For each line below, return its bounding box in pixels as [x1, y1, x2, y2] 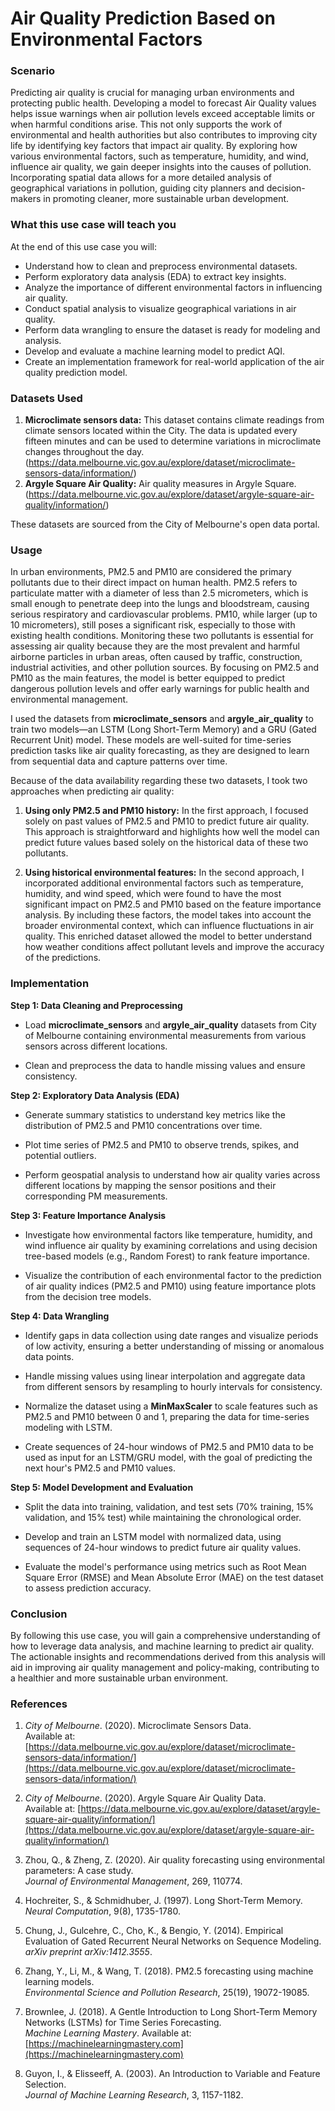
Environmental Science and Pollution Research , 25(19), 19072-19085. [24, 1987, 310, 1999]
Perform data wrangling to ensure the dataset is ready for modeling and [24, 323, 321, 336]
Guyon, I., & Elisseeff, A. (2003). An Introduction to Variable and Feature [24, 2068, 321, 2080]
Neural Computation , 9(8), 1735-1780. [24, 1905, 181, 1917]
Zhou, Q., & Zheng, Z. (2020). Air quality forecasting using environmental [24, 1854, 325, 1866]
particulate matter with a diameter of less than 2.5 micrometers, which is [10, 587, 309, 599]
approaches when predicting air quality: [10, 785, 175, 797]
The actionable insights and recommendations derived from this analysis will [10, 1650, 326, 1662]
